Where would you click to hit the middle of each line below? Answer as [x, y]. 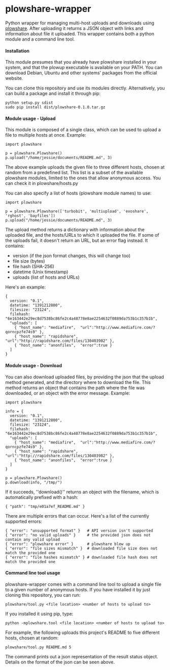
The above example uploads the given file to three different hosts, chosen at [85, 167]
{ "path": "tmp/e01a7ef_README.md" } [45, 506]
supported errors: [24, 521]
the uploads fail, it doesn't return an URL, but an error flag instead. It [77, 241]
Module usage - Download [34, 365]
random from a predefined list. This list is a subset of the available [74, 173]
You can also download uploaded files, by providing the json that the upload [84, 377]
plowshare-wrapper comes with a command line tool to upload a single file [83, 584]
